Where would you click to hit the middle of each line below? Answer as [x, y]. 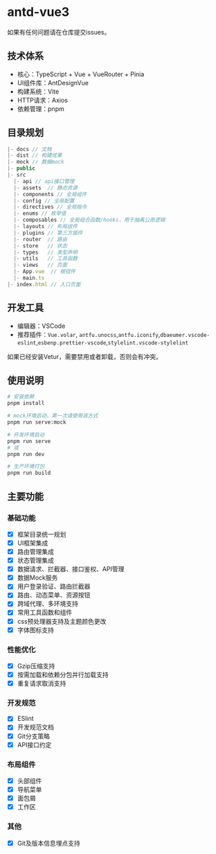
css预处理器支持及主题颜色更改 [62, 621]
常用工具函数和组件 [45, 612]
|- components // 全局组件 [50, 194]
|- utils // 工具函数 [46, 259]
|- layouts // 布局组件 [46, 227]
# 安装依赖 [21, 397]
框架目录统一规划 [42, 534]
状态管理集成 [35, 560]
